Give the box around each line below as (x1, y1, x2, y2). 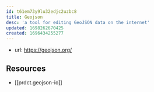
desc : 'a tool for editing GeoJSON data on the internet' (6, 19, 150, 25)
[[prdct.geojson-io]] (14, 79, 62, 86)
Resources (6, 63, 46, 73)
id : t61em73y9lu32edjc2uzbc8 (6, 8, 77, 15)
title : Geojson (6, 14, 43, 20)
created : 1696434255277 (6, 30, 64, 36)
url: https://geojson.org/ (14, 46, 72, 53)
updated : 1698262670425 (6, 25, 64, 31)
